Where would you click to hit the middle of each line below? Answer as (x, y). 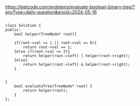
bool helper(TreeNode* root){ (46, 34)
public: (13, 30)
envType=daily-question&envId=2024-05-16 (51, 12)
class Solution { (23, 26)
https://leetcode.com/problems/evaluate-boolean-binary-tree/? (70, 7)
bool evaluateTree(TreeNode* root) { (53, 86)
